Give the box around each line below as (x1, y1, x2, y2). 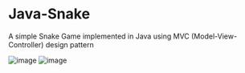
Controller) (8, 39, 44, 49)
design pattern (45, 39, 94, 49)
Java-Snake (8, 5, 91, 23)
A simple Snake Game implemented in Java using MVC (8, 31, 190, 41)
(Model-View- (191, 31, 238, 41)
